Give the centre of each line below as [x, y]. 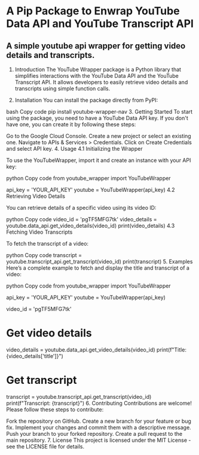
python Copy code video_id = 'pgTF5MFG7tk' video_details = [82, 219]
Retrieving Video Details [36, 196]
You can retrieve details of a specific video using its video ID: [81, 208]
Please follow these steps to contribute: [55, 409]
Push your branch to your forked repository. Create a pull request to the [94, 433]
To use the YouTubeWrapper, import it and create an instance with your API [99, 160]
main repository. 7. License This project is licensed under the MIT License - [99, 440]
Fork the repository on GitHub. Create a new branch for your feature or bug [99, 421]
